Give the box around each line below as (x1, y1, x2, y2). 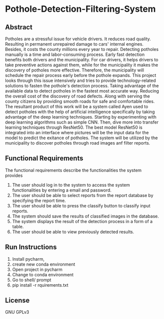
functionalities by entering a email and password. (12, 187, 112, 193)
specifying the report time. (12, 197, 66, 203)
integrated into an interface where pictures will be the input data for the (5, 130, 149, 135)
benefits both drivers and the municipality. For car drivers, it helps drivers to (5, 57, 159, 62)
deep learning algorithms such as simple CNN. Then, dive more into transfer (5, 119, 159, 125)
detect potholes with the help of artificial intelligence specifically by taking (5, 109, 155, 115)
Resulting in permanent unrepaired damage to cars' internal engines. (5, 41, 143, 47)
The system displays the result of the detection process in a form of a (12, 218, 153, 224)
